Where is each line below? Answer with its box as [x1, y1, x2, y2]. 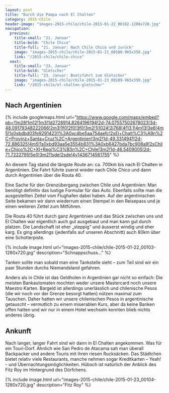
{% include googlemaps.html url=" [5, 114, 77, 120]
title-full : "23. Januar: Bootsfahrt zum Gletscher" [14, 73, 127, 78]
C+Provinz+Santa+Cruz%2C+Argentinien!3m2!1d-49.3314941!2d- [5, 136, 142, 142]
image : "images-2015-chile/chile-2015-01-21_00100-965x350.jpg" [14, 49, 152, 54]
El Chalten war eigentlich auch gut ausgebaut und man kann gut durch [5, 219, 151, 225]
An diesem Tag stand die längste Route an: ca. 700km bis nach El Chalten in [5, 162, 163, 168]
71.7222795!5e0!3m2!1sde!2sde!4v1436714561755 [5, 152, 110, 158]
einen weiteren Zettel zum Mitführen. [5, 204, 82, 210]
